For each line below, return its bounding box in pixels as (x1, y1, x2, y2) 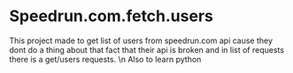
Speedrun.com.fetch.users (9, 6, 214, 26)
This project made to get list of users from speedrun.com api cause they (9, 35, 273, 46)
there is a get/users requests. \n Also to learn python (9, 54, 202, 64)
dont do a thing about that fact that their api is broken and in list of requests (9, 44, 285, 55)
